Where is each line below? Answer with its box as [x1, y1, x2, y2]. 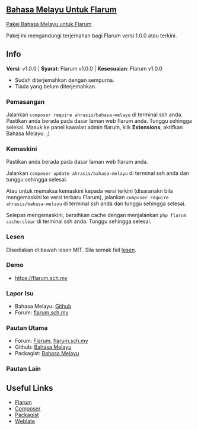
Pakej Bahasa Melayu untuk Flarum [6, 20, 92, 27]
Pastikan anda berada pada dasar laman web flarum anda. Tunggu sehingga [6, 117, 193, 124]
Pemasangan [6, 97, 45, 106]
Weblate [14, 418, 36, 425]
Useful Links [6, 383, 53, 393]
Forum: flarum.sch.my [14, 309, 69, 316]
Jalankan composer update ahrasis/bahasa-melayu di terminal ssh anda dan [6, 170, 190, 177]
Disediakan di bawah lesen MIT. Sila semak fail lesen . [6, 246, 136, 253]
